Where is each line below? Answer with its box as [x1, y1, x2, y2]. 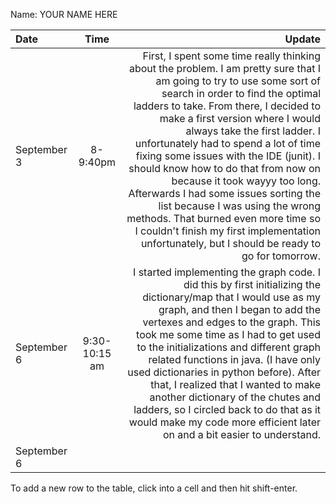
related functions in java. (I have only [148, 353, 321, 366]
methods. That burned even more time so [126, 212, 321, 225]
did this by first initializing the [183, 278, 321, 291]
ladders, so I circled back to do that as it [133, 403, 321, 416]
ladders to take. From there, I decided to [133, 99, 321, 113]
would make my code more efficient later [128, 415, 321, 429]
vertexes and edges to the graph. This [142, 315, 321, 329]
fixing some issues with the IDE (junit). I [135, 149, 321, 163]
